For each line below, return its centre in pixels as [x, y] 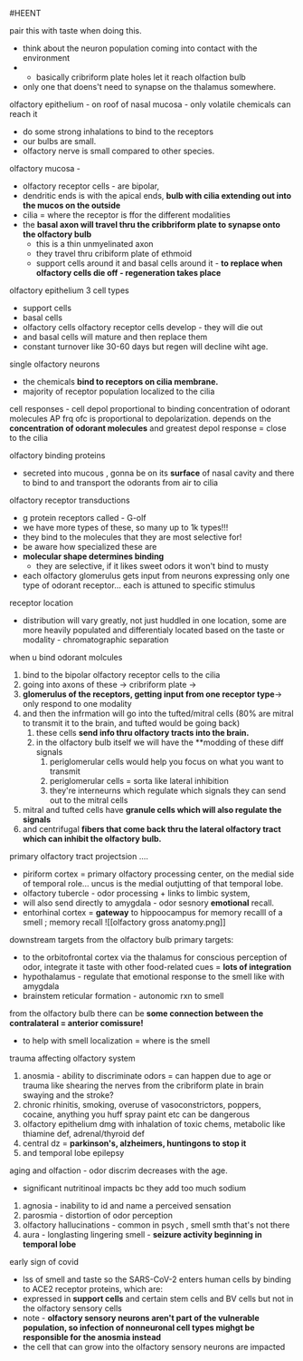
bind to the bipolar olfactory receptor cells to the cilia [121, 675]
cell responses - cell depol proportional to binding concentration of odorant [150, 409]
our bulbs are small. [59, 141]
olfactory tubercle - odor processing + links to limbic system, [136, 893]
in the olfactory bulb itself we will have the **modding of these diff [160, 742]
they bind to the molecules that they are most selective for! [132, 537]
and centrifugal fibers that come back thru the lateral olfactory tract [152, 829]
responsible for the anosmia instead [91, 1337]
